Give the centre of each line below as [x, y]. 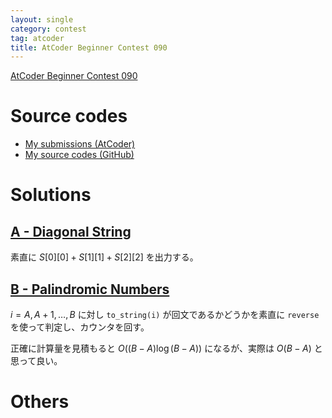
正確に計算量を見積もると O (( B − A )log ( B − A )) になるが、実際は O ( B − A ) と [166, 348]
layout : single [42, 19]
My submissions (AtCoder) [80, 144]
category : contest [48, 29]
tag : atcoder [37, 38]
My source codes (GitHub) [79, 155]
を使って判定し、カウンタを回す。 [80, 327]
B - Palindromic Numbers [90, 289]
